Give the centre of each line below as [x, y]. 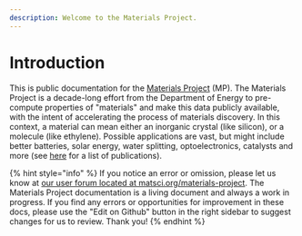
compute [26, 107]
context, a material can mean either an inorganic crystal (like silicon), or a [147, 126]
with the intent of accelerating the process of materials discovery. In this [145, 117]
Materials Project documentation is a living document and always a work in [150, 192]
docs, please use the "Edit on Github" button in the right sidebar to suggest [150, 211]
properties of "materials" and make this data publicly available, [162, 107]
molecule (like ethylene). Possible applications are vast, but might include [147, 136]
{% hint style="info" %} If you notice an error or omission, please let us [143, 172]
